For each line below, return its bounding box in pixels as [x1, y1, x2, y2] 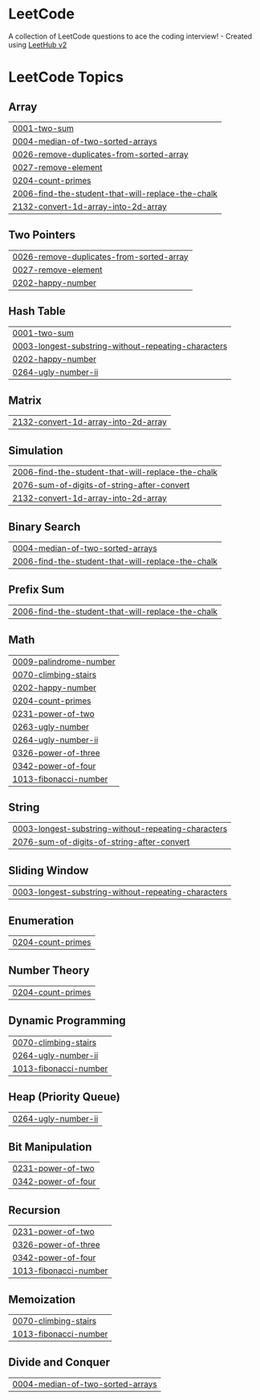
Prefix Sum [8, 583, 65, 596]
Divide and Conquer [8, 1356, 111, 1369]
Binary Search [8, 519, 81, 534]
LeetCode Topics [8, 68, 124, 87]
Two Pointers [8, 228, 76, 242]
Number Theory [8, 964, 90, 978]
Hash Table [8, 304, 66, 318]
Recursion [8, 1203, 61, 1217]
